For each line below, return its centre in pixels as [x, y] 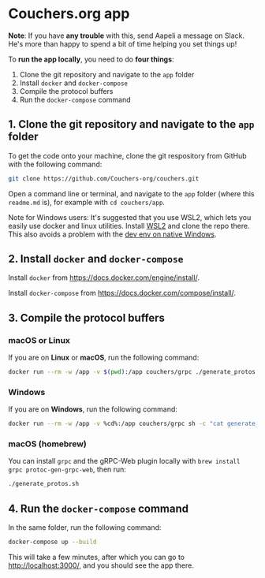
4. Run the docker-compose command [99, 508]
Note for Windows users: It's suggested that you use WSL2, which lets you [130, 217]
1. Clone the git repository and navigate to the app [131, 124]
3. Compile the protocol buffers [87, 317]
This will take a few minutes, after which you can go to [97, 557]
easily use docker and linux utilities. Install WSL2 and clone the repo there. [129, 226]
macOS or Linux [39, 340]
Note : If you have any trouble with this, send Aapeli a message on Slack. [126, 35]
